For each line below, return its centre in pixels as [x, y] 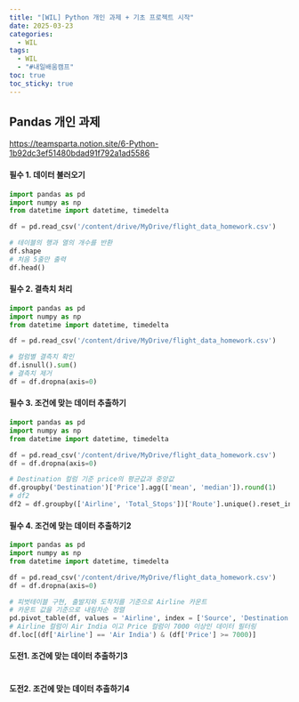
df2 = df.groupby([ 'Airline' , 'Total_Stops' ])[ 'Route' [113, 504]
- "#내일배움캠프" [45, 68]
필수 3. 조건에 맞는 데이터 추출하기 [68, 403]
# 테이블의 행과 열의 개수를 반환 [61, 243]
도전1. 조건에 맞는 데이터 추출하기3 [69, 656]
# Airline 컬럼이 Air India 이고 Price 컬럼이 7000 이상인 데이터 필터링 [133, 627]
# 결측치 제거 [31, 374]
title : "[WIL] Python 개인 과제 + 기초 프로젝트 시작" [101, 17]
